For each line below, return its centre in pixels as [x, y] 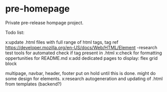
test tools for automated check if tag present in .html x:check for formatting [84, 53]
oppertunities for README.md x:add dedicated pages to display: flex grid [81, 58]
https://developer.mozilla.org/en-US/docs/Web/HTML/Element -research [81, 47]
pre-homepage [37, 9]
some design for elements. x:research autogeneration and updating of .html [84, 78]
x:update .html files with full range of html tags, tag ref [62, 42]
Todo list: [15, 32]
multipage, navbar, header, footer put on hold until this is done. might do [80, 73]
